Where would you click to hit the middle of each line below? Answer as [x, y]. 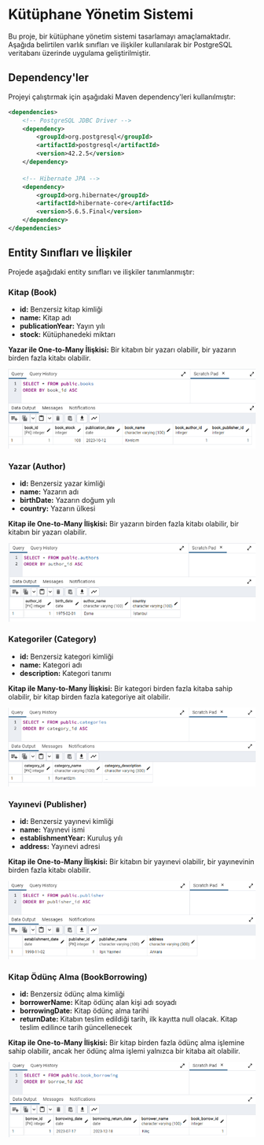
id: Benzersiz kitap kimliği [61, 309]
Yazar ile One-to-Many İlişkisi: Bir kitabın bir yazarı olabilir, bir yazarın [122, 349]
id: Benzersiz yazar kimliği [62, 484]
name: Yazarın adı [49, 492]
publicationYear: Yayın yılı [62, 326]
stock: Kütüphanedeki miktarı [67, 334]
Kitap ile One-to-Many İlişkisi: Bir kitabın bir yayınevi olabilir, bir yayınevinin [131, 862]
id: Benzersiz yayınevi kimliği [66, 822]
